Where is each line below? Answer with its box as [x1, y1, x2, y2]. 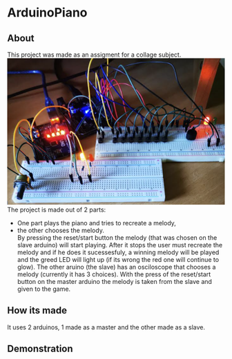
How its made [7, 305, 68, 316]
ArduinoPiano [7, 5, 88, 21]
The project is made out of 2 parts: [7, 205, 106, 214]
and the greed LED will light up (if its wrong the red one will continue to [17, 255, 220, 263]
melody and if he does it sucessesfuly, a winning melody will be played [17, 248, 220, 256]
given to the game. [17, 285, 71, 293]
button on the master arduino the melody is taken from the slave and [17, 277, 213, 285]
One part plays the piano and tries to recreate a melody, [17, 218, 176, 227]
